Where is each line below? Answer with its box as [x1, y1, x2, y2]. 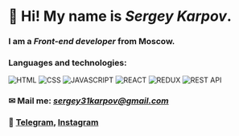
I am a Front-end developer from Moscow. [8, 36, 175, 47]
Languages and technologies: [8, 58, 127, 69]
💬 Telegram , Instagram [8, 117, 99, 128]
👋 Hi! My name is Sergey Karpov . [8, 7, 232, 26]
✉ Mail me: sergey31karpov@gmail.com [8, 95, 169, 106]
